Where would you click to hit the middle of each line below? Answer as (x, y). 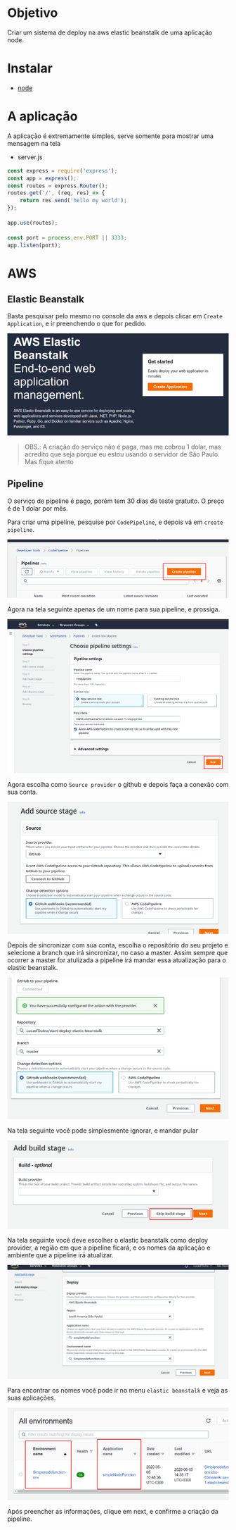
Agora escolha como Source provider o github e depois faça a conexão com (118, 784)
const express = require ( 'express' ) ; (63, 170)
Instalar (30, 69)
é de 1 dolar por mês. (38, 508)
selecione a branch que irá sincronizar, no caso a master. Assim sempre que (118, 952)
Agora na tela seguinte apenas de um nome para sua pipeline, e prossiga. (114, 609)
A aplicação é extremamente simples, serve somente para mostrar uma (111, 136)
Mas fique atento (49, 461)
